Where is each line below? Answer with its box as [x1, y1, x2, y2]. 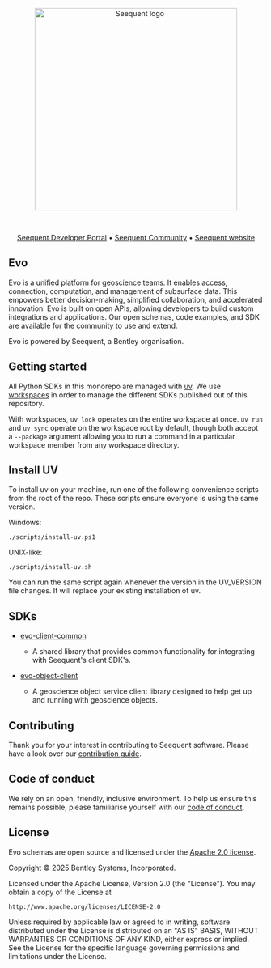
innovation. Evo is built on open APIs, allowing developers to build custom [8, 304, 254, 313]
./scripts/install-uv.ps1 [8, 533, 95, 541]
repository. [8, 398, 44, 408]
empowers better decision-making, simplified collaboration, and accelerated [8, 295, 263, 304]
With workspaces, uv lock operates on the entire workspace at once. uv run [8, 414, 263, 424]
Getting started [8, 360, 87, 374]
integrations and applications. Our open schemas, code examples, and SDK [8, 312, 260, 321]
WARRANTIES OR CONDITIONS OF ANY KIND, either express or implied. [8, 934, 249, 944]
